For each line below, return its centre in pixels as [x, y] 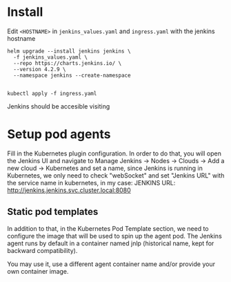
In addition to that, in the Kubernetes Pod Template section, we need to [108, 228]
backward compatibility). [42, 250]
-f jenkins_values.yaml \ [51, 57]
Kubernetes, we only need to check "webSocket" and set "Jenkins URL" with [116, 175]
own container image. [38, 271]
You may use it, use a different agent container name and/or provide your [111, 264]
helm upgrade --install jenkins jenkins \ [69, 51]
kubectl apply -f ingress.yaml [52, 93]
